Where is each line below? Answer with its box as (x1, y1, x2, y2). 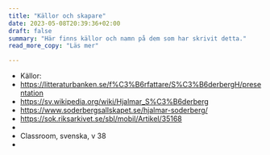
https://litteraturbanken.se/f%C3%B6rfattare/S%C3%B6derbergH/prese (19, 80, 262, 90)
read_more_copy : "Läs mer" (8, 42, 99, 50)
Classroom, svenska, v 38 (19, 131, 106, 141)
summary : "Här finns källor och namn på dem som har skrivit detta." (8, 34, 247, 43)
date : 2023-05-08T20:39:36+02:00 (8, 19, 121, 27)
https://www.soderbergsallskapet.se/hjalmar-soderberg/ (19, 106, 208, 115)
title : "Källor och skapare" (8, 11, 106, 20)
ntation (19, 88, 44, 98)
